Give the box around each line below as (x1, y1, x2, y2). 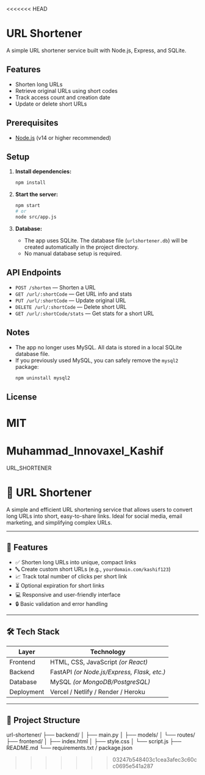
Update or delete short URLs (15, 100, 87, 107)
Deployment (9, 688, 45, 696)
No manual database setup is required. (24, 250, 122, 257)
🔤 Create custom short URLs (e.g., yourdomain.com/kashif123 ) (15, 565, 171, 573)
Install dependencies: (15, 168, 72, 175)
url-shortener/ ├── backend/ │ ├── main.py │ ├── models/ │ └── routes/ (6, 731, 195, 738)
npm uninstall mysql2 (15, 375, 70, 381)
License (6, 391, 37, 402)
